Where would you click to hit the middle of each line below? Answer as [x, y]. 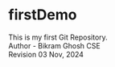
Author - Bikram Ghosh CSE [54, 45]
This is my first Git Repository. [58, 37]
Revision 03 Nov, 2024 [46, 54]
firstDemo [43, 15]
